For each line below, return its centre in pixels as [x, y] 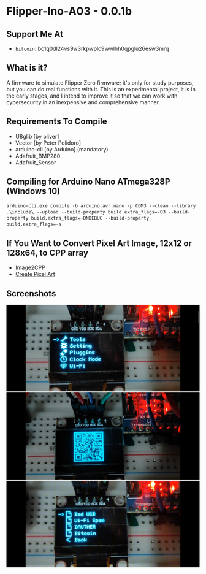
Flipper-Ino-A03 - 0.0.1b [69, 11]
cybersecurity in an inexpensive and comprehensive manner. [83, 102]
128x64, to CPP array [48, 253]
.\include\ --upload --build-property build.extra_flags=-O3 [86, 212]
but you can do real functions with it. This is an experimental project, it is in [101, 89]
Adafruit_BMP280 [38, 156]
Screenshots [31, 293]
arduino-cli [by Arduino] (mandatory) [62, 149]
